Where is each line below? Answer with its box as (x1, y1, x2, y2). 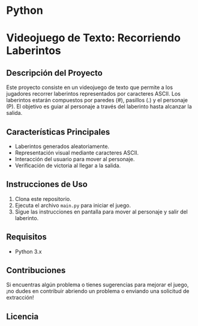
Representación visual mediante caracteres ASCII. (14, 149, 139, 156)
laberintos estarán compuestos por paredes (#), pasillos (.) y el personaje (6, 97, 188, 104)
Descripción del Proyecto (6, 67, 103, 78)
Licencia (6, 311, 39, 322)
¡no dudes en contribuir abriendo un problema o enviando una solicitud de (6, 288, 190, 295)
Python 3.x (14, 248, 42, 255)
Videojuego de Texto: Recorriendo (6, 31, 181, 45)
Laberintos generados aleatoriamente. (14, 143, 110, 150)
